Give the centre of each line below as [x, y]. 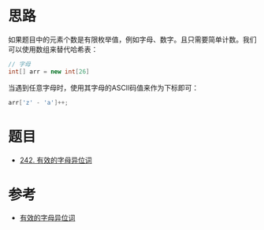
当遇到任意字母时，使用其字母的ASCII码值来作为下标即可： [104, 87]
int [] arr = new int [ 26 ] [49, 72]
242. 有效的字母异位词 [56, 160]
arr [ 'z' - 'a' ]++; [38, 102]
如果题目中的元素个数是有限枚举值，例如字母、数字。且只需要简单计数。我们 [132, 39]
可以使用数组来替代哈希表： [53, 49]
